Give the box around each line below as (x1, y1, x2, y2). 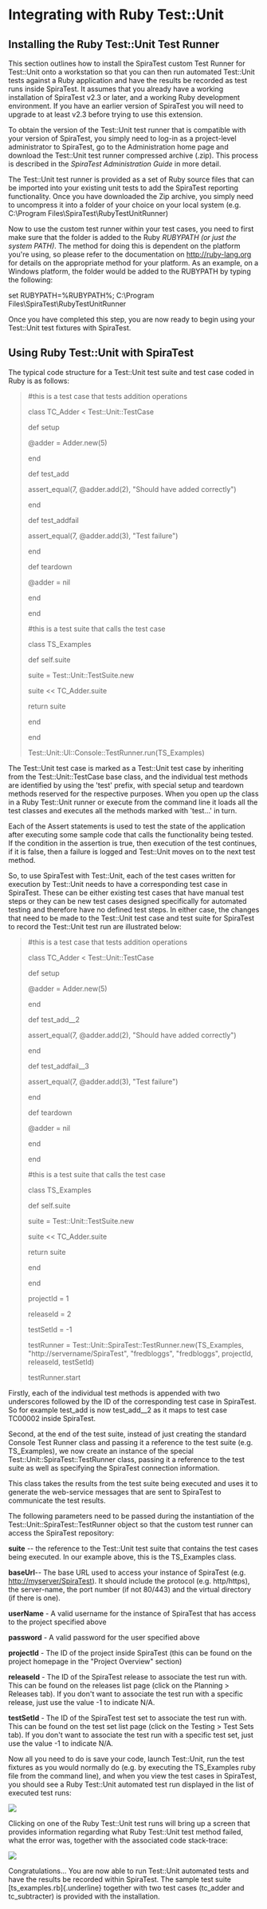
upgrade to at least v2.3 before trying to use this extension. (8, 110, 203, 119)
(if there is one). (8, 1593, 61, 1603)
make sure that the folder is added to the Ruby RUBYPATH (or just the (8, 233, 237, 242)
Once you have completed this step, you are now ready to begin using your (8, 314, 255, 324)
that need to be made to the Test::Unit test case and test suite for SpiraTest (8, 913, 255, 923)
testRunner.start (27, 1372, 81, 1382)
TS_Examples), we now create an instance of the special (8, 1446, 194, 1456)
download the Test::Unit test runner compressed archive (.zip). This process (8, 150, 259, 160)
